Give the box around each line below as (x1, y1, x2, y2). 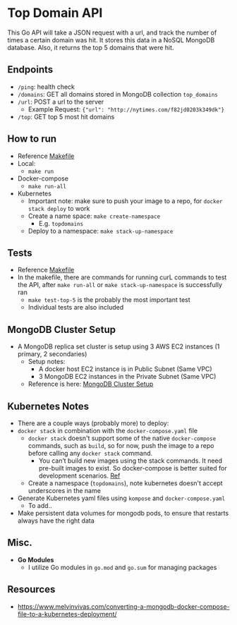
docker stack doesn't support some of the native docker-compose (28, 434, 217, 442)
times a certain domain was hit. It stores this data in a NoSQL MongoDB (7, 35, 215, 44)
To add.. (28, 502, 52, 509)
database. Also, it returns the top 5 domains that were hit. (7, 43, 174, 51)
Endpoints (7, 63, 54, 75)
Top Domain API (7, 5, 103, 21)
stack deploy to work (28, 204, 90, 212)
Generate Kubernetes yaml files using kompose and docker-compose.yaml (17, 494, 226, 502)
